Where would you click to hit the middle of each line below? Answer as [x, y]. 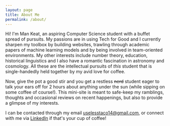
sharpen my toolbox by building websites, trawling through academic [77, 45]
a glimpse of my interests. [32, 103]
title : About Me [22, 15]
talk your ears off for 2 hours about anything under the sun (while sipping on [85, 87]
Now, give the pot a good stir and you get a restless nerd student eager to [82, 81]
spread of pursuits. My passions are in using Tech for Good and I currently [83, 39]
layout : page [19, 10]
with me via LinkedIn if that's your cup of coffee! [56, 118]
